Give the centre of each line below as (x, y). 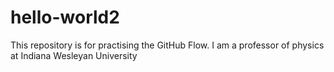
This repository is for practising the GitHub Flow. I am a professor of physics (167, 45)
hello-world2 (65, 17)
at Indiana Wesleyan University (74, 55)
